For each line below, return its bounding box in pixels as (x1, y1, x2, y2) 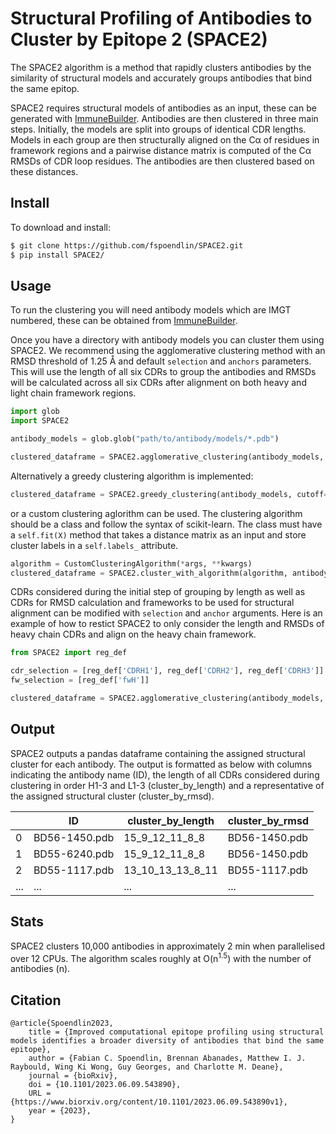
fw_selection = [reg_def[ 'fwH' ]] (10, 675, 150, 686)
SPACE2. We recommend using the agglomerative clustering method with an (10, 345, 326, 357)
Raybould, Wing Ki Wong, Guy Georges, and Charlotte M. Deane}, (10, 1062, 284, 1072)
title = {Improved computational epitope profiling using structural (28, 1027, 325, 1037)
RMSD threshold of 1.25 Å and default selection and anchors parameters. (10, 355, 312, 367)
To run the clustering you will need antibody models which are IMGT (10, 304, 292, 316)
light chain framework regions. (10, 387, 137, 399)
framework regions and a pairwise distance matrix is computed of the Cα (10, 144, 312, 156)
